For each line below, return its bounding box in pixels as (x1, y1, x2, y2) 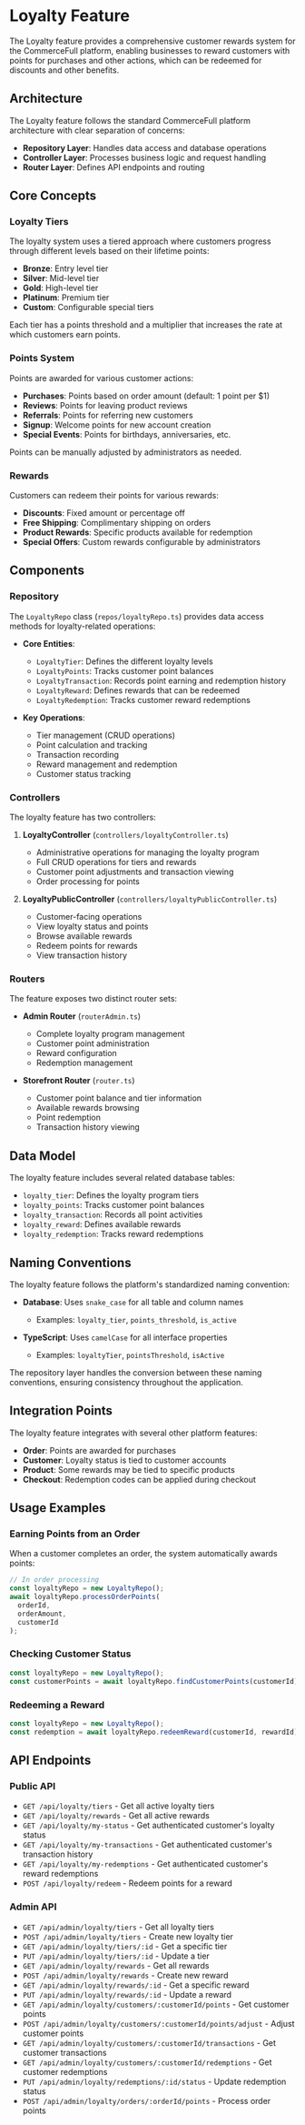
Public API (9, 1779, 56, 1792)
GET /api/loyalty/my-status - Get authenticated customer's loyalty (22, 1820, 275, 1831)
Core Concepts (9, 188, 97, 204)
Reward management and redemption (35, 759, 178, 770)
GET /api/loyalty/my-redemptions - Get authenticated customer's (22, 1858, 269, 1869)
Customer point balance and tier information (35, 1093, 202, 1103)
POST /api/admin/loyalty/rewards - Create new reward (22, 1969, 229, 1980)
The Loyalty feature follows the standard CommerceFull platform (9, 115, 251, 126)
